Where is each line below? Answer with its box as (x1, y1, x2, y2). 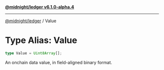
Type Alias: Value (5, 35, 77, 46)
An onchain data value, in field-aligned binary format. (5, 59, 112, 65)
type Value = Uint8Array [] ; (5, 51, 62, 56)
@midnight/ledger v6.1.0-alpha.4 (5, 4, 74, 10)
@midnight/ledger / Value (5, 18, 57, 24)
